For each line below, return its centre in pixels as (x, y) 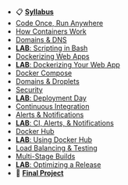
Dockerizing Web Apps (52, 56)
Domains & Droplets (47, 81)
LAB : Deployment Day (51, 98)
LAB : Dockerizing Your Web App (68, 65)
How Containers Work (51, 31)
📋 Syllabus (35, 12)
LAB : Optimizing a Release (58, 165)
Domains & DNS (41, 40)
